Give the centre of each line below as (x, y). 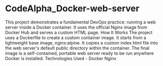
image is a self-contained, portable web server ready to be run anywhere (80, 53)
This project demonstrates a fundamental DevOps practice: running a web (81, 22)
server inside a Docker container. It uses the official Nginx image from (76, 27)
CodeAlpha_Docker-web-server (72, 9)
